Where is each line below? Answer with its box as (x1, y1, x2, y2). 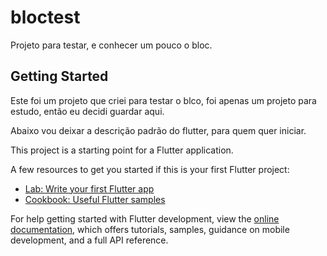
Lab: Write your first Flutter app (24, 182, 155, 195)
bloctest (10, 6, 81, 29)
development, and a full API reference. (10, 234, 169, 246)
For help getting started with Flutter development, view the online (10, 212, 280, 225)
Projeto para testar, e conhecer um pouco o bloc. (10, 39, 213, 51)
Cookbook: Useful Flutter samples (24, 193, 166, 205)
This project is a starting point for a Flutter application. (10, 144, 234, 156)
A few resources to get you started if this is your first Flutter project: (10, 163, 290, 175)
